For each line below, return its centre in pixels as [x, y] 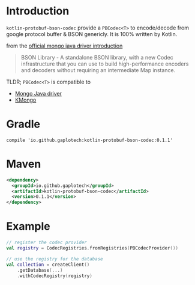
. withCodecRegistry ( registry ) [55, 276]
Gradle [23, 124]
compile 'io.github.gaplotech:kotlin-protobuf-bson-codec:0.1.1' [89, 140]
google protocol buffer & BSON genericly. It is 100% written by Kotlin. [92, 34]
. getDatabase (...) [40, 270]
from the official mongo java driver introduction [64, 46]
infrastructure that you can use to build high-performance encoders [105, 64]
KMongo [25, 100]
